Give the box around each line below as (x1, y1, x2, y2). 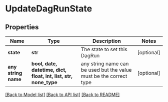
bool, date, (31, 60, 57, 67)
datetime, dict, (31, 67, 66, 73)
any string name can (80, 60, 129, 67)
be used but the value (80, 67, 132, 73)
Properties (5, 23, 39, 31)
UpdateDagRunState (5, 3, 92, 14)
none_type (31, 79, 57, 86)
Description (92, 38, 121, 44)
